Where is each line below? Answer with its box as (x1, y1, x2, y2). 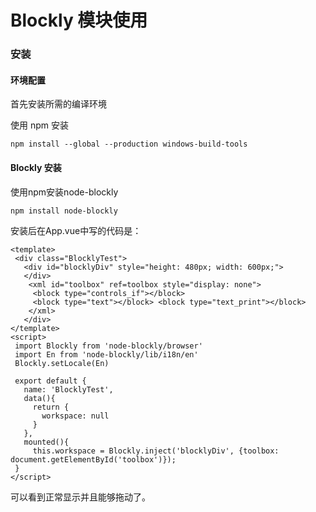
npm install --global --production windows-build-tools (10, 139, 248, 150)
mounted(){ (23, 437, 70, 447)
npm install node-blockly (10, 206, 118, 216)
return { (32, 402, 70, 412)
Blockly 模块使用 (10, 9, 148, 32)
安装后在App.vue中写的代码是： (10, 224, 142, 236)
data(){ (23, 393, 56, 403)
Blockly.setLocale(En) (14, 358, 110, 368)
